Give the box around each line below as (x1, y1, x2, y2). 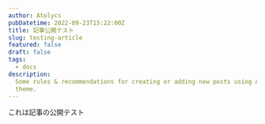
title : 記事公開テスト (8, 26, 75, 34)
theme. (15, 85, 37, 93)
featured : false (8, 41, 62, 49)
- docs (15, 63, 37, 71)
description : (8, 70, 51, 78)
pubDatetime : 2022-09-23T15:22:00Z (8, 19, 125, 27)
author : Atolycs (8, 11, 62, 20)
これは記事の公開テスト (8, 107, 84, 117)
